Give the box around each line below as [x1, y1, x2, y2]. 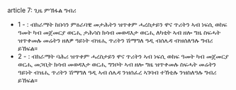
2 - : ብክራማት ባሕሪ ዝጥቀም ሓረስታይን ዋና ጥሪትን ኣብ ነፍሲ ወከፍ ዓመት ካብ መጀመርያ [17, 52, 229, 60]
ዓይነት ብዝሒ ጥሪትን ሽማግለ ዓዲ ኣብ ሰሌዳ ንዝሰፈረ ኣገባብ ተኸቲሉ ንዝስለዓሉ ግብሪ [17, 68, 217, 77]
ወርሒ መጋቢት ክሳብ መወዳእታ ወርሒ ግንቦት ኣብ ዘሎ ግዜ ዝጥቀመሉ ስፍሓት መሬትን [17, 60, 216, 68]
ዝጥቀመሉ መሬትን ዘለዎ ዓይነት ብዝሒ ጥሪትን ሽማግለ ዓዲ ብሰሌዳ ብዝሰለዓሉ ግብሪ [17, 36, 213, 45]
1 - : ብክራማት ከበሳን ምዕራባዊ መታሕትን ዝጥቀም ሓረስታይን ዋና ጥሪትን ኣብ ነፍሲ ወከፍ [17, 21, 227, 28]
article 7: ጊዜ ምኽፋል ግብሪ [7, 6, 77, 14]
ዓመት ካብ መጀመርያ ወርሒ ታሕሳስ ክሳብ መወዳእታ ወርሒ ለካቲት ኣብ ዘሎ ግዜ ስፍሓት [17, 28, 221, 36]
